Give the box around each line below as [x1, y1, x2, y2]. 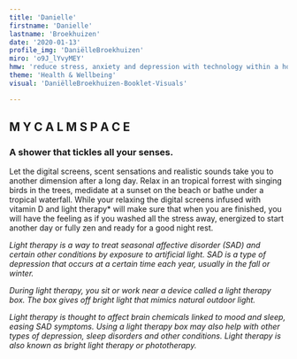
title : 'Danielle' [9, 12, 77, 22]
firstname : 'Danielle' [9, 21, 93, 30]
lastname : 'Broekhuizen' [9, 29, 101, 38]
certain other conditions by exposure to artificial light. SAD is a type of [9, 249, 267, 260]
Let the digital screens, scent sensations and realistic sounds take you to [9, 166, 274, 177]
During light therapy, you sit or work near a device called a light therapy [9, 285, 271, 296]
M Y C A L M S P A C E [9, 120, 131, 135]
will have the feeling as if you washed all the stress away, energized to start [9, 214, 285, 224]
